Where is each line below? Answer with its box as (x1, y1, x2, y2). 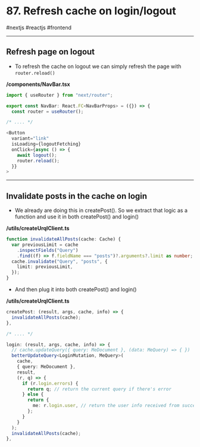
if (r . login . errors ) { (21, 380, 79, 386)
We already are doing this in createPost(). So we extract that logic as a (14, 207, 188, 214)
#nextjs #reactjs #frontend (6, 24, 72, 31)
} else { (21, 391, 44, 397)
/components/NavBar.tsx (6, 81, 70, 88)
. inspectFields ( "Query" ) (17, 247, 79, 253)
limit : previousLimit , (17, 264, 73, 270)
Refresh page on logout (6, 47, 95, 57)
